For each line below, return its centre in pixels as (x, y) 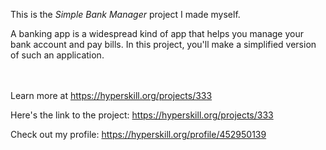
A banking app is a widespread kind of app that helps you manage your (157, 33)
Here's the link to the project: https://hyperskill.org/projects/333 (142, 115)
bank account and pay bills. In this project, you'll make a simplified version (163, 44)
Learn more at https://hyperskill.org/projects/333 (111, 95)
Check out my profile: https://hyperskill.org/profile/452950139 (138, 134)
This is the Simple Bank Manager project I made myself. (125, 14)
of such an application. (57, 55)
